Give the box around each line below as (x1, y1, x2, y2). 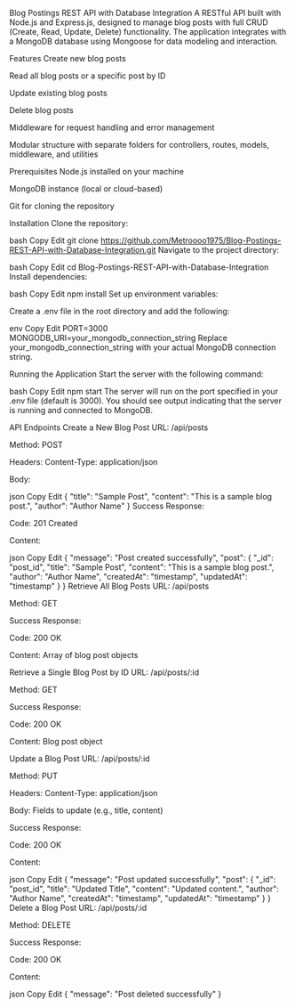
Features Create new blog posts (9, 53, 126, 63)
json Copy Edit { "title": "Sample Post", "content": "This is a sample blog (9, 492, 273, 501)
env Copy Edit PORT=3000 (9, 323, 108, 333)
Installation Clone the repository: (9, 218, 129, 228)
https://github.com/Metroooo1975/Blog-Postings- (100, 235, 282, 246)
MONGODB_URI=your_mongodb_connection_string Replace (9, 333, 228, 343)
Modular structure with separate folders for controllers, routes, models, (9, 140, 269, 150)
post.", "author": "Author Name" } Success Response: (9, 500, 204, 511)
